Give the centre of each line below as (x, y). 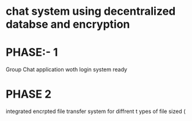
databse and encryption (68, 24)
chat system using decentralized (90, 11)
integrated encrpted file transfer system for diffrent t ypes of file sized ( (96, 111)
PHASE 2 (29, 94)
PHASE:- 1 (32, 53)
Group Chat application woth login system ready (67, 69)
